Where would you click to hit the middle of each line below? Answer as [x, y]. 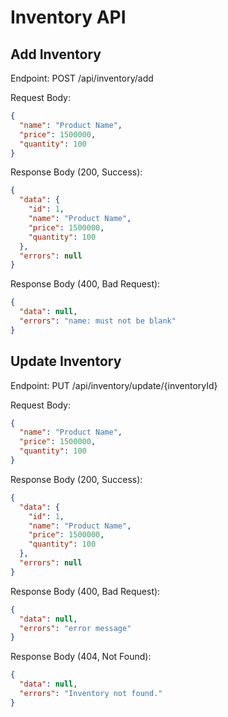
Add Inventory [56, 54]
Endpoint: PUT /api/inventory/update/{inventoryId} [114, 385]
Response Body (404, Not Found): [81, 657]
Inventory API [68, 17]
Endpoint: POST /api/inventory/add [82, 78]
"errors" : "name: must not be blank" [98, 321]
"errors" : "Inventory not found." [91, 694]
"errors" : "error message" [75, 628]
